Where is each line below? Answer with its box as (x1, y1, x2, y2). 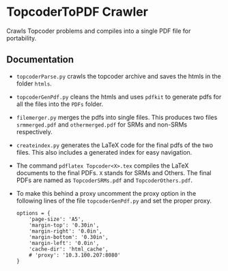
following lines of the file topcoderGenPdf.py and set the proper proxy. (16, 196, 212, 205)
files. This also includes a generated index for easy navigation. (16, 148, 193, 156)
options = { (16, 209, 51, 216)
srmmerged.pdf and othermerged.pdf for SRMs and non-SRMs (16, 120, 188, 129)
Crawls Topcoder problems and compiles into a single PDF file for (6, 27, 191, 35)
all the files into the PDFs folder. (16, 100, 104, 108)
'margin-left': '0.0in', (29, 240, 100, 246)
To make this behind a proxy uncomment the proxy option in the (16, 189, 197, 197)
